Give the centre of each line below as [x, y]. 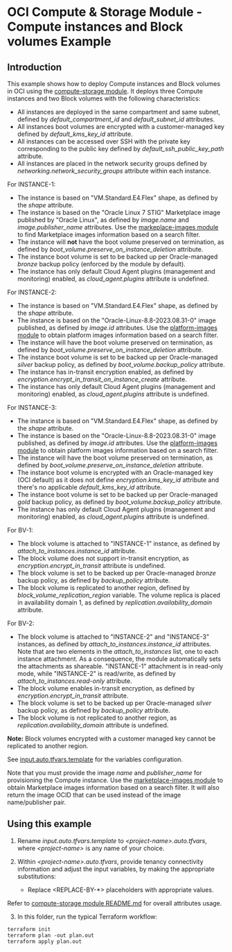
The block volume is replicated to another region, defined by [104, 588]
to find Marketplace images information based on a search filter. [109, 234]
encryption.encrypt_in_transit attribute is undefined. [91, 565]
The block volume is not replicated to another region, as [97, 718]
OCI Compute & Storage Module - [105, 12]
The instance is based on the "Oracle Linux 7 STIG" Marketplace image [119, 213]
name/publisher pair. [37, 802]
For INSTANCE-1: [32, 184]
